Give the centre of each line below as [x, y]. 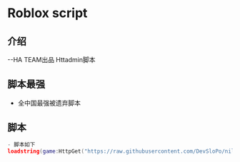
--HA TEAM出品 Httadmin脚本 [51, 60]
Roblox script [47, 13]
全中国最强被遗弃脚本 [49, 103]
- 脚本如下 [21, 144]
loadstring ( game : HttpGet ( [46, 151]
